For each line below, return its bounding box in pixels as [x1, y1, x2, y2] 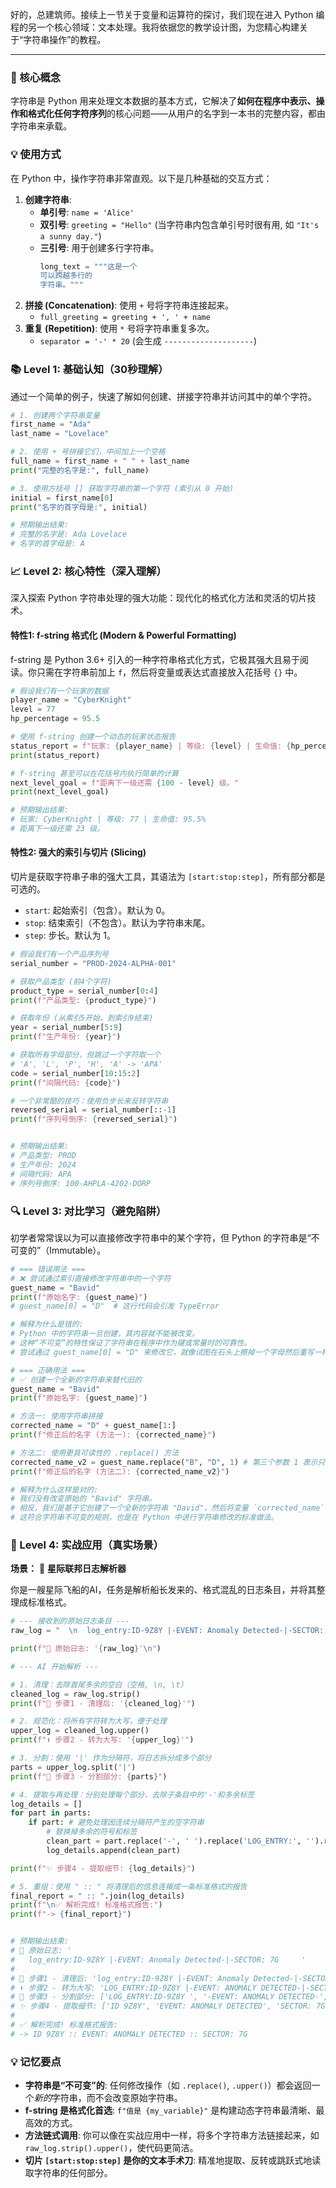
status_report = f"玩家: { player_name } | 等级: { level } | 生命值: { [10, 741, 292, 751]
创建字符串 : [24, 193, 72, 205]
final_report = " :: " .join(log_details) [10, 1891, 186, 1901]
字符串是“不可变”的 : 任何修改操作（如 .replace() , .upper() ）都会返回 [24, 2079, 312, 2092]
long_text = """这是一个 [39, 261, 138, 272]
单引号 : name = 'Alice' [39, 206, 135, 218]
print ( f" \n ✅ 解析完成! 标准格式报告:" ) [10, 1900, 163, 1910]
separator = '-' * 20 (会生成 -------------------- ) [39, 335, 258, 347]
